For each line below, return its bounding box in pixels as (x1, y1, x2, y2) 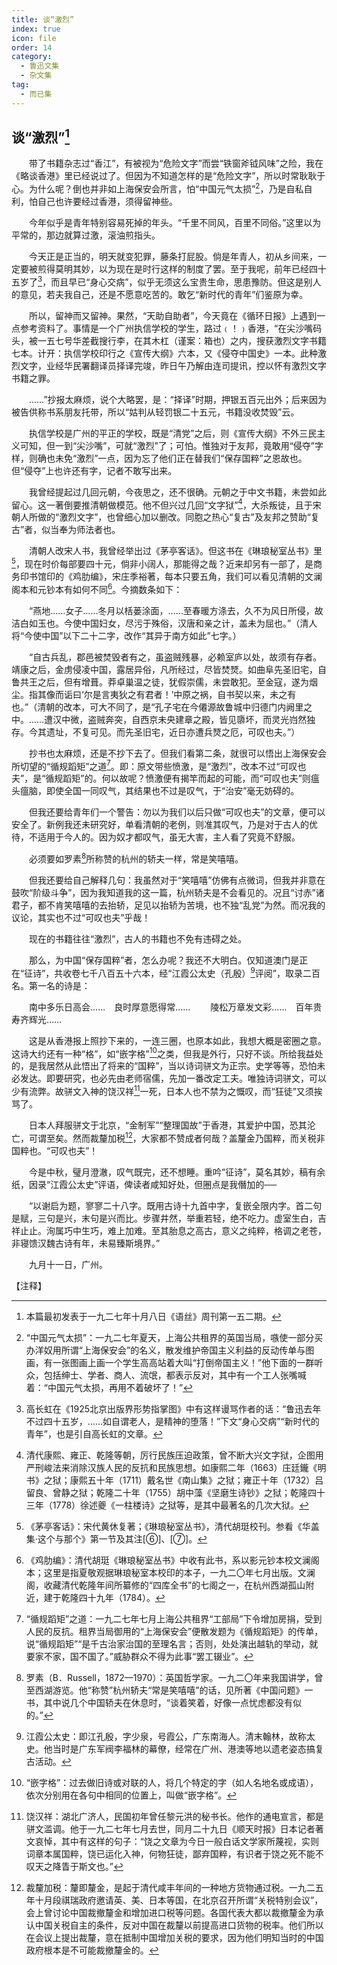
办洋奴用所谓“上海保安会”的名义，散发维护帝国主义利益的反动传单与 (25, 1344, 306, 1356)
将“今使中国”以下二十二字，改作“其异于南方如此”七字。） (11, 629, 242, 641)
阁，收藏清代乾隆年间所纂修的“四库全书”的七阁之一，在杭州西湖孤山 (25, 1579, 306, 1591)
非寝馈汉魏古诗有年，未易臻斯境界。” (11, 1237, 161, 1249)
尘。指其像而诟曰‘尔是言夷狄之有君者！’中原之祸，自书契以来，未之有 (11, 688, 297, 700)
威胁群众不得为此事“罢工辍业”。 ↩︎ (112, 1650, 254, 1662)
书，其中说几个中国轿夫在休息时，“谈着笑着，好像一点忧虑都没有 (25, 1696, 293, 1708)
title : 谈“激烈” (11, 14, 75, 25)
